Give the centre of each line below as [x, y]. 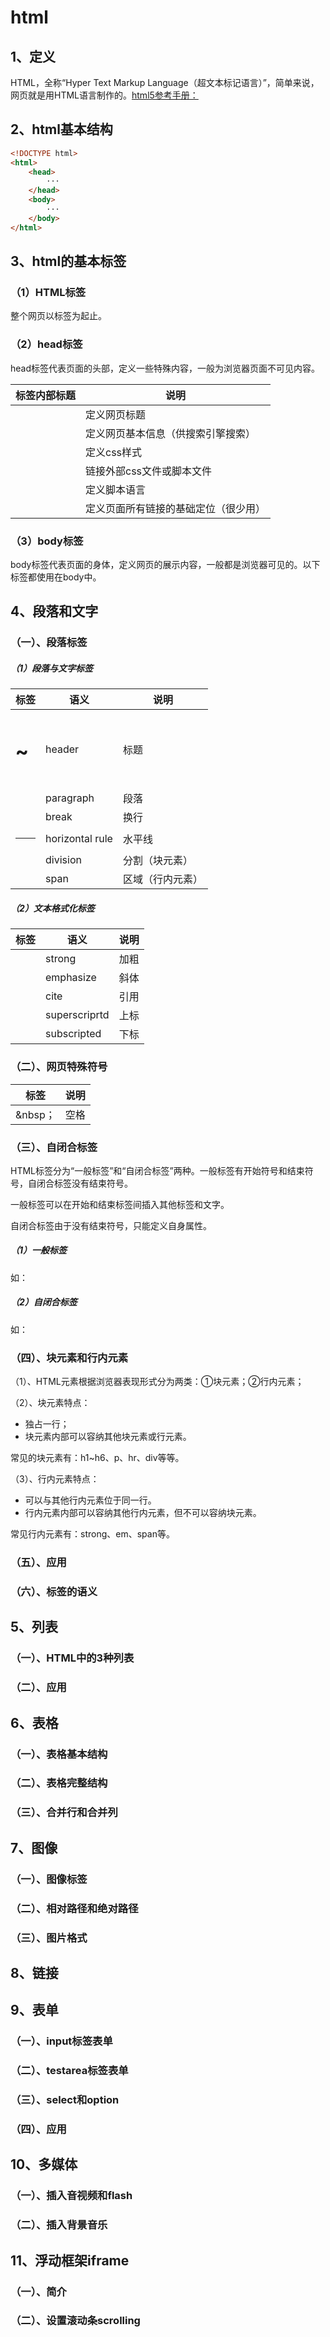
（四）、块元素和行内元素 [69, 1358]
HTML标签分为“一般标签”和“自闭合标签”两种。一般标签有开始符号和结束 [157, 1170]
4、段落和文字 [54, 611]
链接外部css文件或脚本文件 [149, 471]
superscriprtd [77, 1015]
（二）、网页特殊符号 [59, 1067]
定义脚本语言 [116, 489]
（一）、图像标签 [49, 1879]
